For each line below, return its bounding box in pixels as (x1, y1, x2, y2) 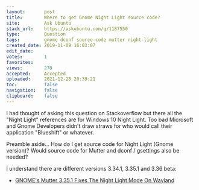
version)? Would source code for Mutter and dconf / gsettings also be (6, 147, 180, 154)
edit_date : (6, 48, 34, 54)
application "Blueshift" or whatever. (6, 128, 95, 136)
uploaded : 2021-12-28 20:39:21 (6, 76, 96, 82)
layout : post (6, 8, 55, 15)
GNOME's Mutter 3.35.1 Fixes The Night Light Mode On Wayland (14, 176, 175, 184)
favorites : (6, 59, 34, 65)
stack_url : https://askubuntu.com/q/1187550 (6, 25, 128, 32)
